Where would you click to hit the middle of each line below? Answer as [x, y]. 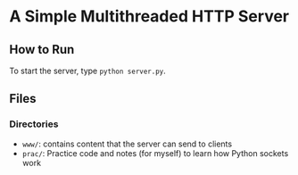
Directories [34, 124]
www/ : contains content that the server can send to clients [127, 144]
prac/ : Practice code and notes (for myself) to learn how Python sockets [155, 153]
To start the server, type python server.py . [88, 71]
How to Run [42, 50]
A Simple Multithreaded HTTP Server [149, 17]
